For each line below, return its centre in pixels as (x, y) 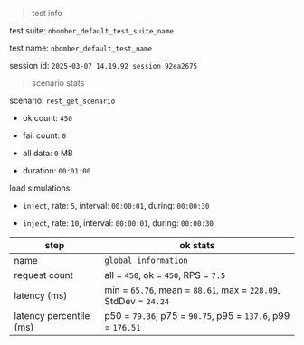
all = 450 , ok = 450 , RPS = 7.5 (165, 275)
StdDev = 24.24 (137, 301)
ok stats (197, 245)
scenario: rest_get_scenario (62, 100)
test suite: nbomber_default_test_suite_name (92, 30)
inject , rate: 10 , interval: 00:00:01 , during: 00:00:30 (118, 223)
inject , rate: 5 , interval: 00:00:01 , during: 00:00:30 (116, 205)
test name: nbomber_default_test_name (81, 48)
